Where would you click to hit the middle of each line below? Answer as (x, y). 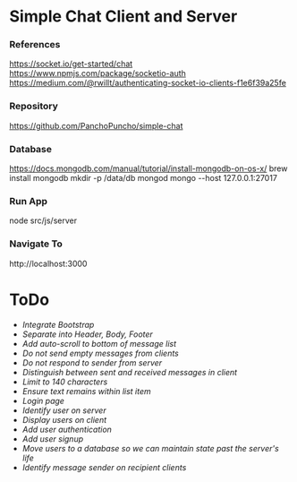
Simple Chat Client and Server (123, 17)
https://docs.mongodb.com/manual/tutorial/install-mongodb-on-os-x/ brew (148, 168)
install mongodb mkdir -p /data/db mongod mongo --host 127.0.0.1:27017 (143, 178)
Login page (43, 400)
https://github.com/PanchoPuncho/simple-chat (96, 125)
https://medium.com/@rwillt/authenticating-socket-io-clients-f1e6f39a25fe (148, 83)
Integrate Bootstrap (58, 324)
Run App (28, 201)
